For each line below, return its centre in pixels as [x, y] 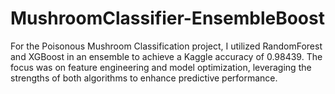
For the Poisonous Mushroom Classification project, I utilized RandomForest [166, 46]
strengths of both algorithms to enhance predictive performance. [144, 78]
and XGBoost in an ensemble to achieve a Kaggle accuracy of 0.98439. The [166, 56]
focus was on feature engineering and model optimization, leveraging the [161, 67]
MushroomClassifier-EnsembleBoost [167, 18]
